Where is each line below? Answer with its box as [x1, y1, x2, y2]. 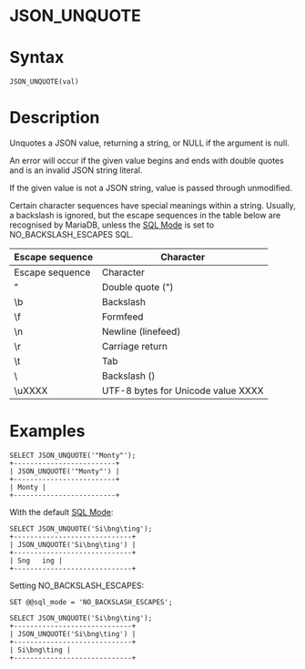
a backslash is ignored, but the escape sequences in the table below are [9, 210, 281, 221]
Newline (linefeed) [101, 325, 181, 338]
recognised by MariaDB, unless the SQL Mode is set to [9, 219, 215, 230]
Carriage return [101, 340, 168, 353]
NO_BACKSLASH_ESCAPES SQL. [9, 229, 134, 240]
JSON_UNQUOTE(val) [9, 77, 79, 86]
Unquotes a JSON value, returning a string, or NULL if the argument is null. [9, 137, 290, 148]
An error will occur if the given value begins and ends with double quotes [9, 156, 284, 167]
